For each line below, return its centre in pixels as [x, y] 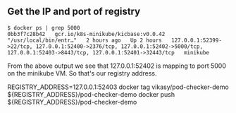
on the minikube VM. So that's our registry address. [82, 73]
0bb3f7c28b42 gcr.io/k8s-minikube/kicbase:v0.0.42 [86, 34]
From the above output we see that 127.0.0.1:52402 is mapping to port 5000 [117, 66]
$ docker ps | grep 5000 [44, 28]
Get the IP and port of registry [74, 12]
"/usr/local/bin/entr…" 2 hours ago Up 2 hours [85, 40]
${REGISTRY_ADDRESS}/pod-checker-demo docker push [91, 94]
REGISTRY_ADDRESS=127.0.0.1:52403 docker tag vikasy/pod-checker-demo [118, 87]
